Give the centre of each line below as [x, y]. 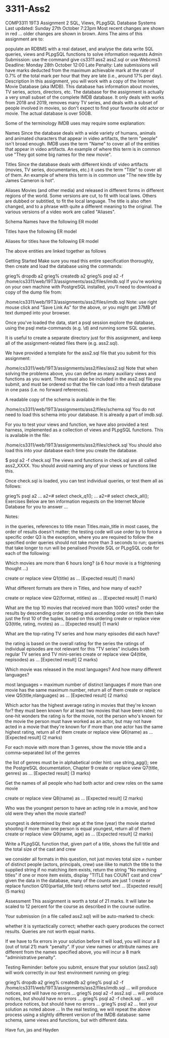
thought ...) [17, 568]
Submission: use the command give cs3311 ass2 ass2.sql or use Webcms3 [83, 59]
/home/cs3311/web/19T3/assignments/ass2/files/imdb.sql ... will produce [81, 987]
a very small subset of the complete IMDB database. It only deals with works [85, 97]
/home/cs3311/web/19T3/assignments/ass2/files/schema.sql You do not [80, 409]
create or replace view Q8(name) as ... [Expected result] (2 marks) [74, 798]
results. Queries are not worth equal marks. [50, 931]
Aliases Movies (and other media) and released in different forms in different [84, 190]
